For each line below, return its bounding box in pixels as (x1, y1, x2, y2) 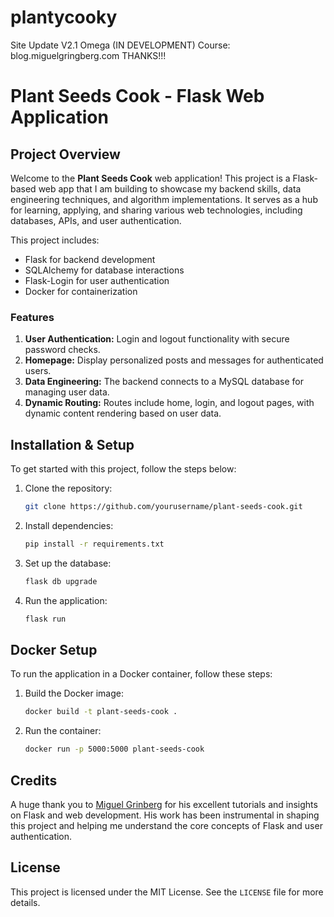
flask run (24, 614, 67, 624)
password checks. (24, 344, 101, 356)
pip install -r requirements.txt (24, 539, 165, 549)
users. (24, 365, 52, 377)
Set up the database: (24, 557, 112, 569)
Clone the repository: (24, 482, 113, 495)
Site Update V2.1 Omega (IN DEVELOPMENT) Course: (10, 39, 231, 51)
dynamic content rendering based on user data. (24, 407, 222, 420)
